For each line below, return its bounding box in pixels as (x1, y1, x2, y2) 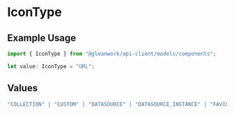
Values (7, 82, 38, 94)
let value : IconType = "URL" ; (7, 63, 95, 70)
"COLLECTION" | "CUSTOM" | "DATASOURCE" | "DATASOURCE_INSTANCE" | (7, 100, 208, 108)
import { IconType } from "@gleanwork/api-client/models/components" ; (7, 50, 217, 57)
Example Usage (7, 32, 77, 44)
